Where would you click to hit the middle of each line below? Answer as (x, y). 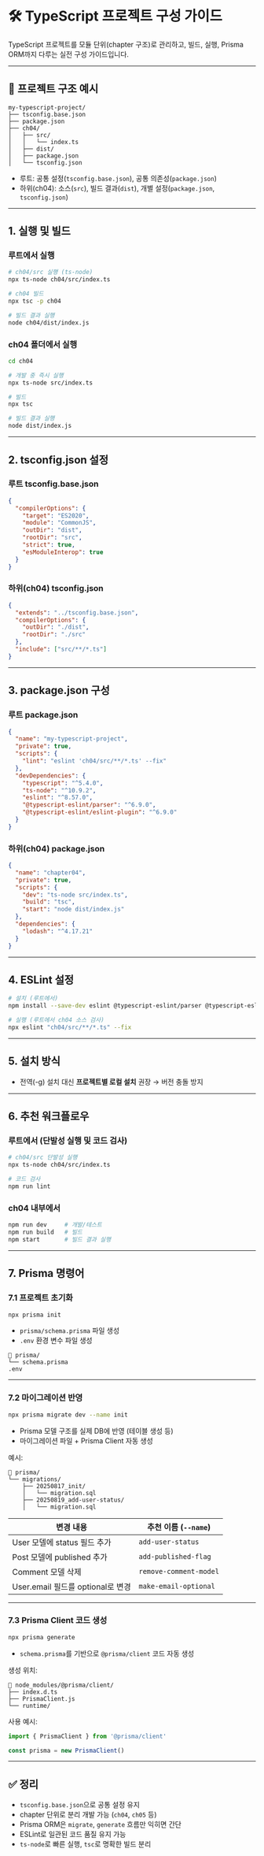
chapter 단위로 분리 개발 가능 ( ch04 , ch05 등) (88, 1815)
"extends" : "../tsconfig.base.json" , (77, 612)
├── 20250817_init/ (54, 1486)
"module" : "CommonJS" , (59, 523)
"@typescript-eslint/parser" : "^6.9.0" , (89, 805)
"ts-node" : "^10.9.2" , (59, 790)
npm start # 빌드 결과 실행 (60, 1239)
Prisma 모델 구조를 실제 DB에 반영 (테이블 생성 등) (97, 1431)
